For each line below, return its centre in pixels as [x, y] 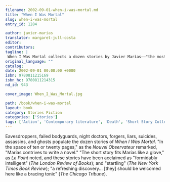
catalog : [14, 66]
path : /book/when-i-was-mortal [38, 103]
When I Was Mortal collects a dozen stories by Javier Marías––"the [81, 57]
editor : [13, 43]
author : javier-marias [29, 33]
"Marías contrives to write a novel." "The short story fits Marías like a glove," [85, 152]
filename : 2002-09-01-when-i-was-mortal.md [52, 10]
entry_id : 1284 [21, 24]
